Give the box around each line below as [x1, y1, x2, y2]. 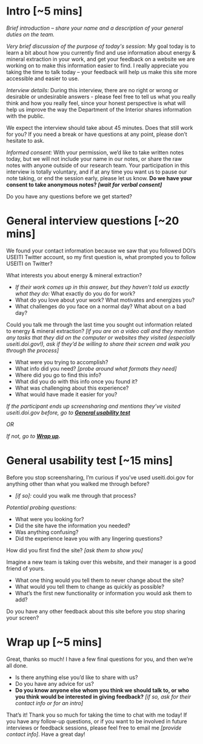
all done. [6, 661, 28, 669]
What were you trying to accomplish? [15, 358, 108, 365]
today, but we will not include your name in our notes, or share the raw [6, 155, 182, 162]
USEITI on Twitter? [6, 260, 53, 267]
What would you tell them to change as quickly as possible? [15, 583, 165, 590]
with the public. [6, 112, 45, 120]
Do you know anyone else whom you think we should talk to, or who [15, 686, 189, 694]
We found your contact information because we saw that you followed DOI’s [6, 247, 196, 254]
